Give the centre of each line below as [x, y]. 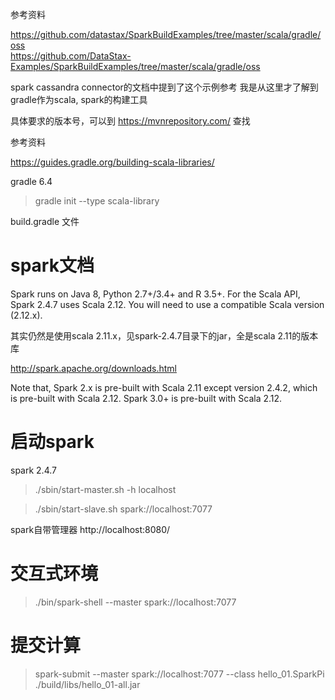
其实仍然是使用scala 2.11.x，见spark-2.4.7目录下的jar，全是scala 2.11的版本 [164, 335]
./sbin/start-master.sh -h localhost [105, 489]
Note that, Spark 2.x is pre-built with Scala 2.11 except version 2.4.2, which [164, 387]
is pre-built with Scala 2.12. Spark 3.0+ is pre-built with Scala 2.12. [146, 398]
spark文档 [52, 265]
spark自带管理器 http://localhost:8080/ [90, 529]
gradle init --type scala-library [97, 201]
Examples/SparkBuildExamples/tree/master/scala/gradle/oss [135, 66]
